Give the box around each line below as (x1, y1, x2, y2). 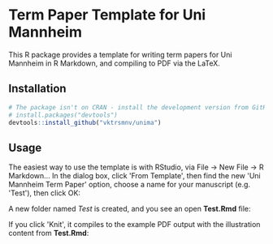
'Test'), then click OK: (8, 188, 81, 198)
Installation (8, 82, 67, 96)
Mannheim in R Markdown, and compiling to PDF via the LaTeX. (8, 58, 221, 68)
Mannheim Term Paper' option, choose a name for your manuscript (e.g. (8, 180, 250, 190)
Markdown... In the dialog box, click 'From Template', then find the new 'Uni (8, 171, 262, 181)
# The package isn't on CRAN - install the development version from (8, 103, 249, 111)
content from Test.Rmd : (8, 229, 89, 238)
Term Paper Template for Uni (8, 6, 206, 24)
